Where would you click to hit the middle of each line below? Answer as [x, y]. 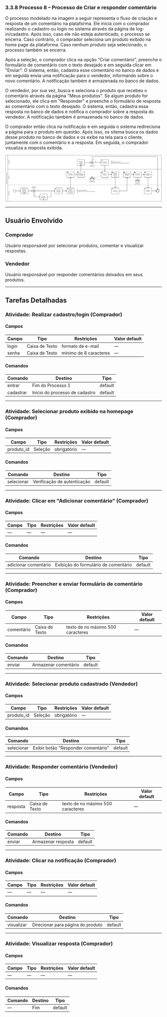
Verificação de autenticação [62, 482]
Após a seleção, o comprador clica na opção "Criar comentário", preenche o [83, 60]
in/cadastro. [17, 34]
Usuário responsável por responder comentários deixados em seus [74, 275]
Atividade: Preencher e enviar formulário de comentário [74, 583]
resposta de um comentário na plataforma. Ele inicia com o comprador [78, 23]
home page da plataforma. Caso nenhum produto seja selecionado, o [76, 45]
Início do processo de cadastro [64, 392]
